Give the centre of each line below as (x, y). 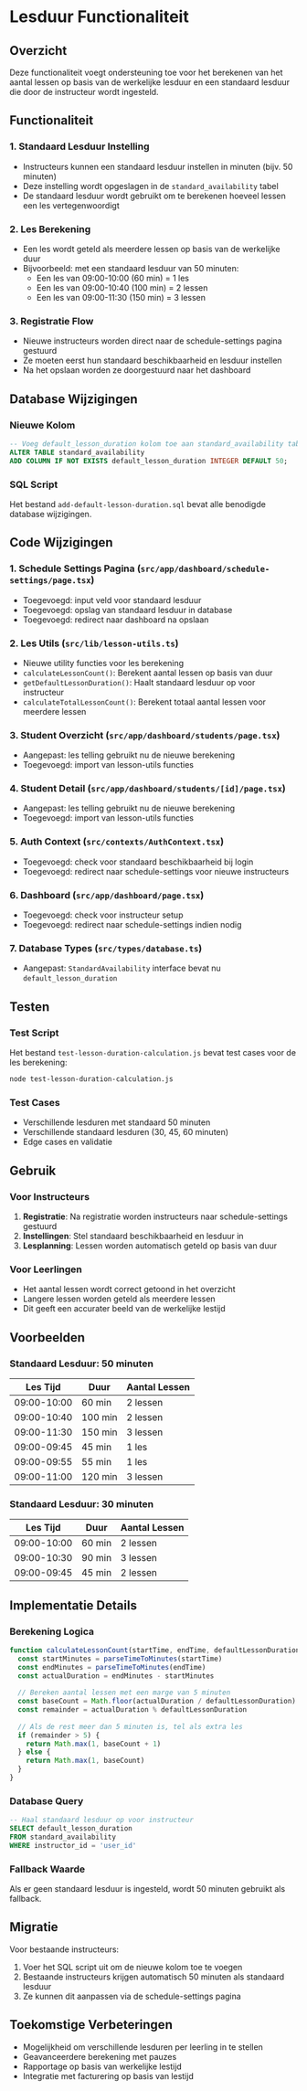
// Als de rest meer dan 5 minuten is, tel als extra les (131, 1726)
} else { (34, 1752)
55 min (96, 1461)
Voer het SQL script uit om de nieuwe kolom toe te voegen (132, 1967)
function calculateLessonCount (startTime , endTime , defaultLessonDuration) (157, 1650)
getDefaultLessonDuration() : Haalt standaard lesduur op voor (139, 682)
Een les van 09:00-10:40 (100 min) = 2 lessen (122, 287)
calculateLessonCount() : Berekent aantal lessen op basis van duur (148, 673)
